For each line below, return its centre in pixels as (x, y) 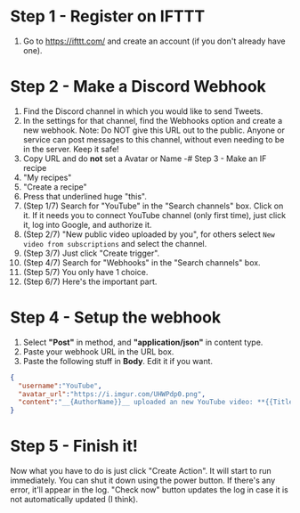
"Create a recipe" (55, 187)
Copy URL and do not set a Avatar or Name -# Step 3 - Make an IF (145, 159)
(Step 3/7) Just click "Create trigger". (91, 253)
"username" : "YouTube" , (60, 386)
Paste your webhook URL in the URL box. (98, 351)
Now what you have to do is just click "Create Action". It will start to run (141, 471)
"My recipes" (47, 177)
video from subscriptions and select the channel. (115, 243)
